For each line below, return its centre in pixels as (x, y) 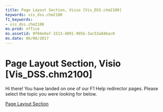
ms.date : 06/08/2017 (27, 39)
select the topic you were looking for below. (51, 94)
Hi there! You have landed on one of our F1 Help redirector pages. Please (82, 88)
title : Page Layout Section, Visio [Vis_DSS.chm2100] (64, 10)
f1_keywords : (19, 19)
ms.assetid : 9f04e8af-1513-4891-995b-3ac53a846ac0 (60, 34)
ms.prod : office (22, 29)
